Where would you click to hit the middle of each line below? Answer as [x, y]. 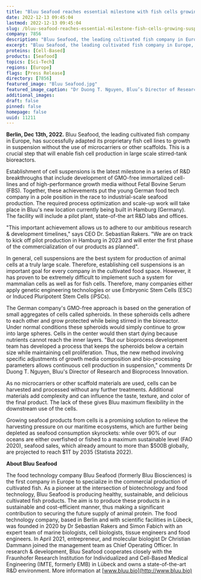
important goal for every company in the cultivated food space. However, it [99, 271]
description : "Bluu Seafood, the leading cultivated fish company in [95, 40]
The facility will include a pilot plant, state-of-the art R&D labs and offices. [97, 216]
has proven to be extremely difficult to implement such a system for [89, 277]
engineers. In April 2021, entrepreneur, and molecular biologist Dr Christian [98, 539]
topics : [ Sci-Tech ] [31, 62]
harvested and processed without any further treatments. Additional [90, 390]
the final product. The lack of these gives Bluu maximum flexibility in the [95, 402]
